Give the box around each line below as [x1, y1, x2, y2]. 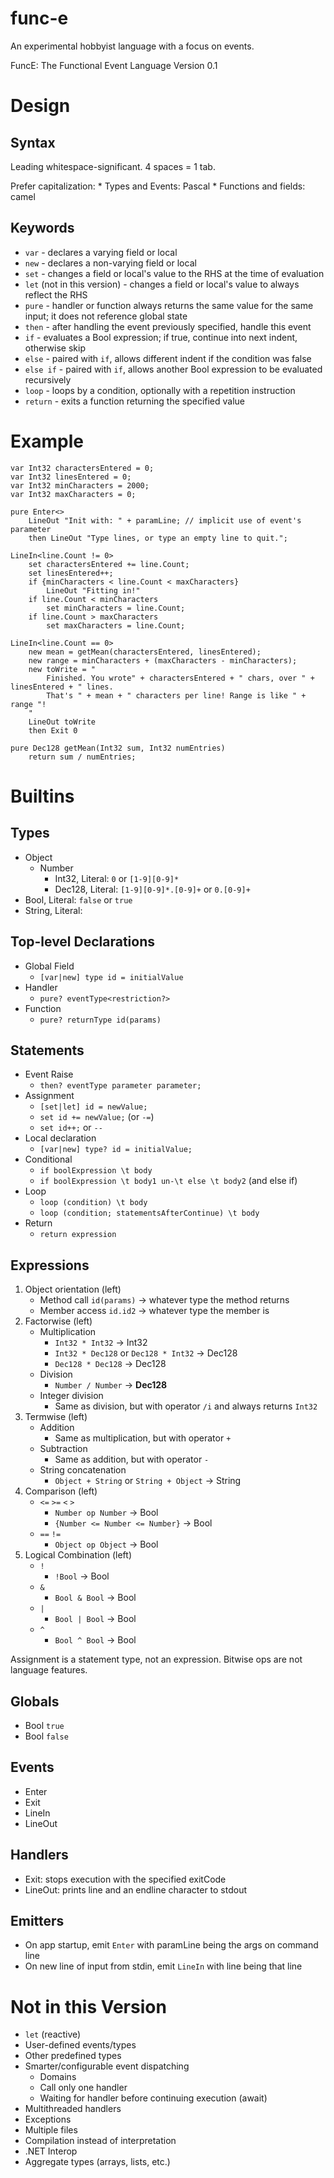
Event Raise [24, 1068, 74, 1081]
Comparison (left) [24, 1485, 98, 1497]
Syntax [10, 134, 56, 151]
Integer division [39, 1390, 104, 1402]
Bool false [24, 1730, 69, 1742]
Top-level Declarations [10, 933, 155, 951]
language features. [10, 1664, 88, 1676]
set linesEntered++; [28, 568, 114, 578]
